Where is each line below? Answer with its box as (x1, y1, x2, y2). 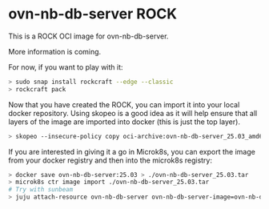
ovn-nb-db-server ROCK (8, 5, 178, 23)
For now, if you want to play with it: (8, 62, 123, 72)
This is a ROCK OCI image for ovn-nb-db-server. (8, 31, 169, 41)
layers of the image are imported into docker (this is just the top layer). (8, 117, 240, 127)
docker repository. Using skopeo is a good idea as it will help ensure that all (8, 108, 258, 118)
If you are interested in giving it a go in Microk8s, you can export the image (8, 147, 256, 156)
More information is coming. (8, 46, 102, 56)
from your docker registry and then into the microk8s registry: (8, 155, 212, 165)
